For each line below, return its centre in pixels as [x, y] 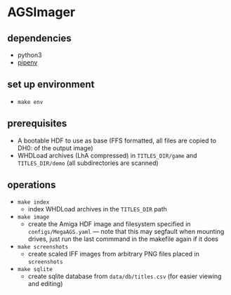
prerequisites [37, 124]
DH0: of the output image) [55, 147]
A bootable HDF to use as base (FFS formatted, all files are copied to [117, 140]
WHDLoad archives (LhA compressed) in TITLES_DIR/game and [107, 155]
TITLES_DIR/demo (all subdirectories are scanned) [88, 163]
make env [30, 102]
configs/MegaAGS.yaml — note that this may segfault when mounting [126, 232]
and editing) [45, 284]
